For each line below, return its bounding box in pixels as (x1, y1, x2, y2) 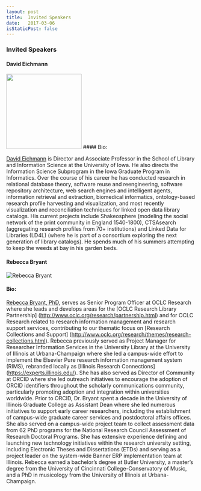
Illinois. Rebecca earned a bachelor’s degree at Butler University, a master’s (6, 458, 194, 466)
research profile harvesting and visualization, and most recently (6, 200, 164, 207)
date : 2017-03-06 (6, 20, 55, 26)
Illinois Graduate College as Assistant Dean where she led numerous (6, 401, 176, 408)
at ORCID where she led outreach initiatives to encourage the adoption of (6, 375, 188, 382)
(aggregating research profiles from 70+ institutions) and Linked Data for (6, 225, 187, 233)
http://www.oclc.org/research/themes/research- (71, 331, 191, 338)
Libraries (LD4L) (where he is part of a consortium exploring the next (6, 232, 177, 239)
